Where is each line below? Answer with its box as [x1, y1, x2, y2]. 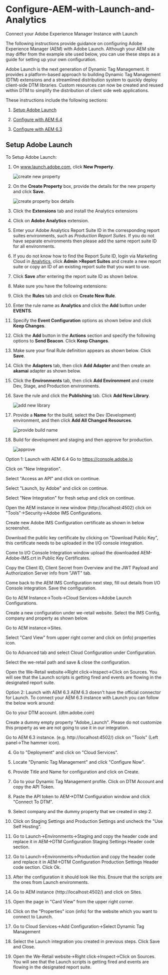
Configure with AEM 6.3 [12, 126, 62, 132]
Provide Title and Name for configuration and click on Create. [12, 769, 139, 775]
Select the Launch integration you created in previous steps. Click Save [12, 938, 160, 944]
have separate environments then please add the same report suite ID [12, 238, 157, 244]
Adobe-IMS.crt [5, 555, 36, 561]
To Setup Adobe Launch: [5, 154, 57, 160]
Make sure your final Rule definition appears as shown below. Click [12, 347, 151, 354]
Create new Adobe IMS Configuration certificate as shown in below [5, 519, 144, 525]
